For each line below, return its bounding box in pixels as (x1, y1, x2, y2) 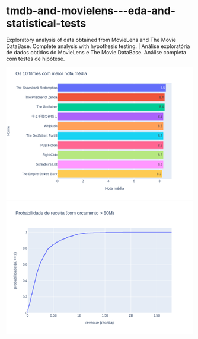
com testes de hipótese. (6, 55, 65, 62)
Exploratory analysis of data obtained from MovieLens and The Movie (6, 36, 177, 43)
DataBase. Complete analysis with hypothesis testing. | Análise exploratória (6, 43, 190, 50)
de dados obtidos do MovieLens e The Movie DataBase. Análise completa (6, 49, 187, 56)
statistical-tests (6, 17, 87, 30)
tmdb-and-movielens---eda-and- (6, 4, 176, 18)
